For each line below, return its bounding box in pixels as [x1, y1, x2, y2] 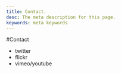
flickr [14, 54, 28, 61]
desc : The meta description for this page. [6, 14, 116, 20]
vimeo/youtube [14, 60, 52, 67]
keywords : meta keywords [6, 20, 68, 26]
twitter [14, 47, 31, 55]
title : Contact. [6, 8, 46, 15]
